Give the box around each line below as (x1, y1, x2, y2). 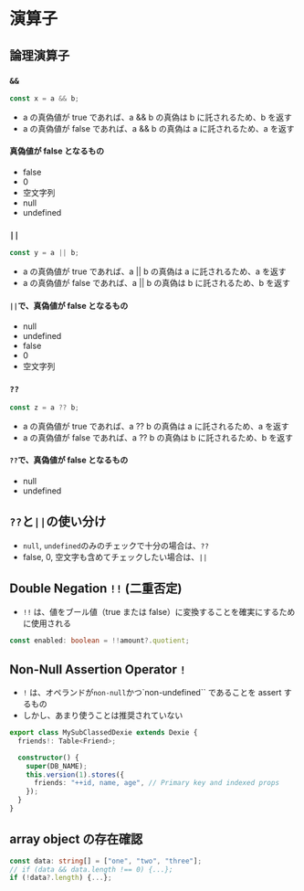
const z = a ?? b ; (9, 403, 79, 412)
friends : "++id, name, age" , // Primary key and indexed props (33, 779, 280, 788)
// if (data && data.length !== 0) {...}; (9, 864, 173, 874)
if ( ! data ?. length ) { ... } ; (9, 874, 112, 883)
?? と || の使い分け (9, 514, 107, 530)
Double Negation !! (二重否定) (9, 580, 183, 596)
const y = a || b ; (9, 249, 79, 258)
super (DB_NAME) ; (26, 761, 89, 770)
